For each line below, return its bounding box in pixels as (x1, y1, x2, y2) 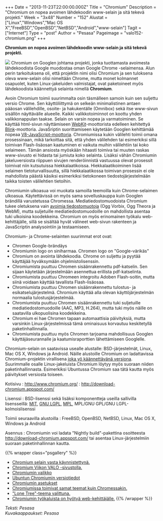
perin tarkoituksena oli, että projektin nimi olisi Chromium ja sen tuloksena (5, 70, 153, 76)
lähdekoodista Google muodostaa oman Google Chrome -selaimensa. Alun (5, 65, 155, 71)
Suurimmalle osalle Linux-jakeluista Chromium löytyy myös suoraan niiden (5, 361, 154, 367)
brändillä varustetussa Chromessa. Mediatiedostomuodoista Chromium (5, 198, 147, 204)
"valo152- (124, 30, 144, 36)
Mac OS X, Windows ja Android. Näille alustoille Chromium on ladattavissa (5, 351, 154, 357)
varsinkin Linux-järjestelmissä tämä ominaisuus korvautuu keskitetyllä (12, 321, 152, 326)
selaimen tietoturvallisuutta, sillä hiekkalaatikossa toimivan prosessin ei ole (5, 168, 154, 174)
